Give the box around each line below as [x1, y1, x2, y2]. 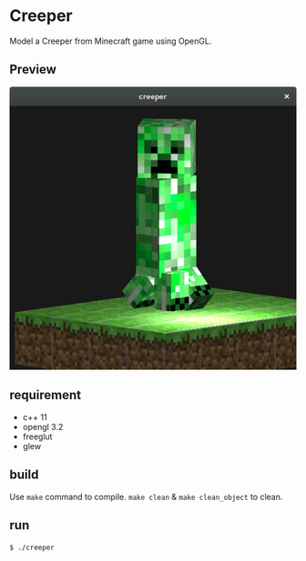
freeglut [22, 431, 53, 442]
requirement [9, 387, 82, 403]
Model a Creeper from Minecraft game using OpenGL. [9, 35, 212, 46]
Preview [9, 62, 57, 77]
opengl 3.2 [22, 421, 64, 432]
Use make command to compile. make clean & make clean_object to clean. [9, 491, 283, 502]
